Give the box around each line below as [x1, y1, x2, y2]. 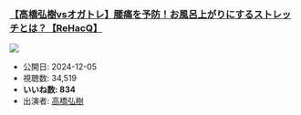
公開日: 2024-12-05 [22, 61, 98, 72]
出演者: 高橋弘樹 [22, 96, 84, 107]
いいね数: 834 [22, 84, 76, 95]
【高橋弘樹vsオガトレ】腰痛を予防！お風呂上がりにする [9, 7, 254, 20]
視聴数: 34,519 [22, 73, 78, 84]
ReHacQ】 [56, 21, 103, 34]
